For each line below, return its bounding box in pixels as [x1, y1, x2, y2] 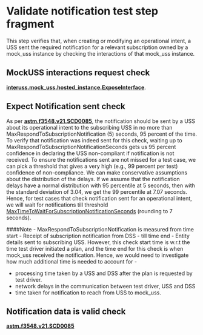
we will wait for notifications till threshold [6, 201, 108, 208]
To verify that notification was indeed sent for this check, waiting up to [6, 136, 183, 144]
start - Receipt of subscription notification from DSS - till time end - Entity [6, 232, 190, 239]
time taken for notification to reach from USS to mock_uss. [15, 289, 162, 296]
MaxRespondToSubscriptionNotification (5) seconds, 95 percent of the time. [6, 130, 198, 138]
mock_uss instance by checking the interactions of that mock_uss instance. [6, 50, 195, 57]
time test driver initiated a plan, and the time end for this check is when [6, 245, 184, 252]
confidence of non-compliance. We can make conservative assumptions [6, 168, 188, 176]
